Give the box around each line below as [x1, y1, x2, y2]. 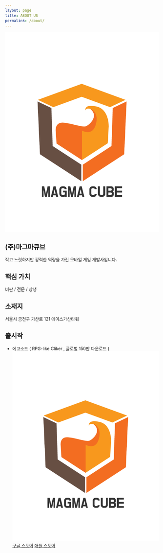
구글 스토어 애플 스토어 [12, 543, 56, 549]
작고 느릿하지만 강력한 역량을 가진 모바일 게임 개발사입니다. [5, 257, 117, 263]
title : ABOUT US [5, 13, 38, 18]
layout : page [5, 8, 32, 13]
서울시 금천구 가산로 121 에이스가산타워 [5, 316, 79, 322]
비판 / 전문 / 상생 [5, 286, 37, 292]
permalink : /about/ [5, 18, 45, 23]
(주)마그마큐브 [5, 243, 45, 251]
